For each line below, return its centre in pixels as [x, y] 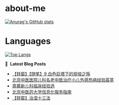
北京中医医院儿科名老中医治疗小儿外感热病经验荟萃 [63, 79]
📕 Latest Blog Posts [25, 64]
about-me [25, 8]
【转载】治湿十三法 [31, 98]
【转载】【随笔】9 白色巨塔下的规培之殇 [51, 74]
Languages [28, 41]
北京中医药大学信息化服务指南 [42, 92]
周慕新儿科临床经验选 [33, 86]
